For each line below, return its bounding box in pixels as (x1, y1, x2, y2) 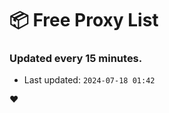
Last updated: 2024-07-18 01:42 (23, 74, 156, 86)
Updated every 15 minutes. (9, 52, 143, 66)
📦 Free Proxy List (9, 9, 159, 32)
